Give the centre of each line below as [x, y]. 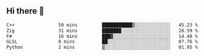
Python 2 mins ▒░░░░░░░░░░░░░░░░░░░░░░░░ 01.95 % [102, 48]
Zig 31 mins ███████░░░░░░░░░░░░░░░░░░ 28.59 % [102, 31]
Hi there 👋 [25, 11]
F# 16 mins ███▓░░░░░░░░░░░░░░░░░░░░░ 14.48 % [102, 36]
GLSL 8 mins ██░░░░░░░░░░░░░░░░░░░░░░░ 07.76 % [102, 42]
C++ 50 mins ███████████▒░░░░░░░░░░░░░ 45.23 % [102, 25]
